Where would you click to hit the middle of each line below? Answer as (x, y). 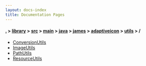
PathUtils (22, 53)
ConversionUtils (30, 42)
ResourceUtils (27, 58)
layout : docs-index (26, 10)
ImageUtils (24, 47)
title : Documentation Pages (35, 15)
